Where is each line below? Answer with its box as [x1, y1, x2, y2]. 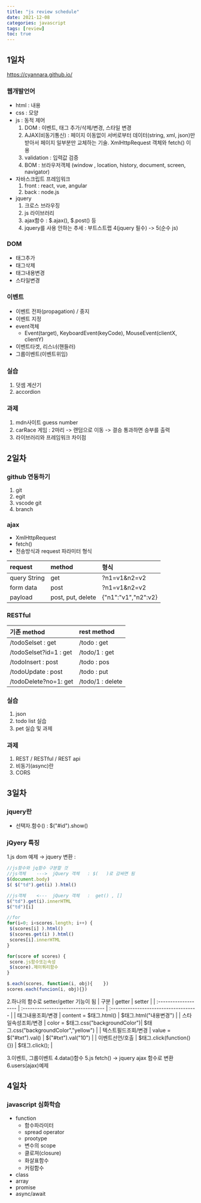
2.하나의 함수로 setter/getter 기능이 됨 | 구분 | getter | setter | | [7, 998, 156, 1005]
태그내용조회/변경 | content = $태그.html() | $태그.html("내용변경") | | [17, 1011, 181, 1019]
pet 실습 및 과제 [15, 725, 53, 732]
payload [10, 593, 33, 601]
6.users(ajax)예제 [7, 1062, 49, 1069]
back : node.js [24, 189, 59, 196]
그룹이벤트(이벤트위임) [15, 350, 68, 357]
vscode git [15, 499, 42, 506]
